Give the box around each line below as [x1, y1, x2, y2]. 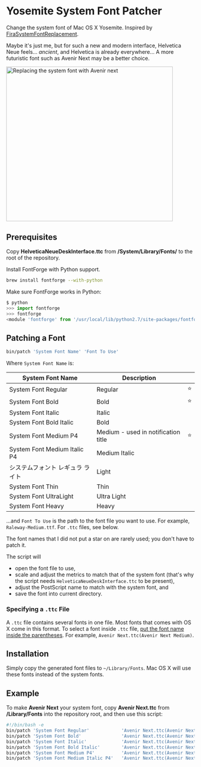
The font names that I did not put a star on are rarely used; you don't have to [6, 535, 194, 542]
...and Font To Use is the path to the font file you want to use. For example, [6, 517, 190, 524]
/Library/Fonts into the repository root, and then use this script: [6, 710, 163, 718]
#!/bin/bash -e [6, 722, 44, 728]
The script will [6, 553, 41, 560]
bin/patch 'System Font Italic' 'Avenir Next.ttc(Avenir [6, 738, 184, 745]
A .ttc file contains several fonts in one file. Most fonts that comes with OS [6, 619, 191, 626]
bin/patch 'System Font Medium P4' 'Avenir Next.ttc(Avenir [6, 750, 184, 756]
